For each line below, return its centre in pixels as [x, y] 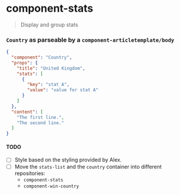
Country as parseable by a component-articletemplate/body [90, 40]
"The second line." [41, 123]
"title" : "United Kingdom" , [51, 68]
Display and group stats [49, 25]
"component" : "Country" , [42, 57]
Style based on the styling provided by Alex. [68, 160]
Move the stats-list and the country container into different [88, 166]
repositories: [30, 173]
